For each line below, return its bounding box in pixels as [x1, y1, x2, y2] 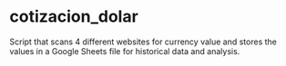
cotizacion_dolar [9, 6, 138, 27]
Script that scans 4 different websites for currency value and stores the [9, 36, 278, 47]
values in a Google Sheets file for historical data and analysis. [9, 45, 240, 56]
